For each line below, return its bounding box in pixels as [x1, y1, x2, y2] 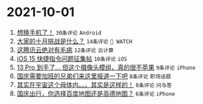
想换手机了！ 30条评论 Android [16, 28, 102, 36]
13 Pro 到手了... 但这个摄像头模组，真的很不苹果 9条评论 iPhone [16, 63, 196, 71]
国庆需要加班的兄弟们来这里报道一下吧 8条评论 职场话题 [16, 71, 171, 80]
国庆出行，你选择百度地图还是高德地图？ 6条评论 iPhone [16, 89, 176, 98]
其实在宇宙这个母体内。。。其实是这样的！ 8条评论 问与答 [16, 80, 173, 89]
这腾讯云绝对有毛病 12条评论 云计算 [16, 45, 114, 54]
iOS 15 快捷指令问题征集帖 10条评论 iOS [16, 54, 128, 63]
